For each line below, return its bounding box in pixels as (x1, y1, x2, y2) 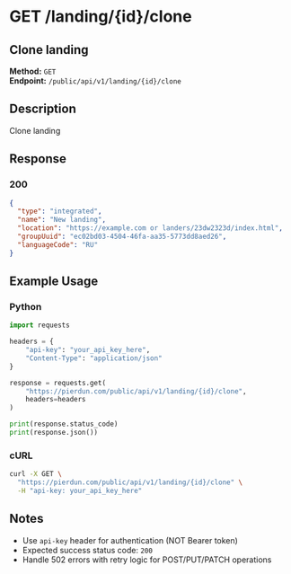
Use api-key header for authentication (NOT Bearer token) (22, 534, 238, 545)
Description (9, 102, 76, 117)
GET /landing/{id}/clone (9, 6, 192, 27)
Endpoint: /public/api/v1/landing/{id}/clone (9, 75, 181, 86)
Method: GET (9, 66, 57, 76)
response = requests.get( (9, 378, 106, 387)
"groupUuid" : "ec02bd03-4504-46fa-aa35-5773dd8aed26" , (17, 232, 227, 241)
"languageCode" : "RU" (17, 240, 99, 249)
